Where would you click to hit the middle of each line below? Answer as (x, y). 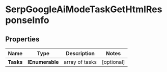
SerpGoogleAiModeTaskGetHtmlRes (84, 9)
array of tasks (80, 62)
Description (80, 53)
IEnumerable (43, 62)
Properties (22, 39)
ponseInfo (27, 20)
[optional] (113, 62)
